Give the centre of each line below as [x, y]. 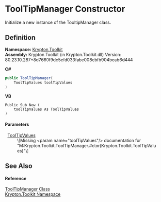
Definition [20, 38]
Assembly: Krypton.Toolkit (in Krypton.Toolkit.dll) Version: [63, 54]
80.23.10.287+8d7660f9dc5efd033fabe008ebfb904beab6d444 [69, 60]
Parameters [17, 124]
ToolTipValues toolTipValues [43, 83]
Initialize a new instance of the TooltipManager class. [58, 22]
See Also [19, 166]
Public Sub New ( [23, 105]
